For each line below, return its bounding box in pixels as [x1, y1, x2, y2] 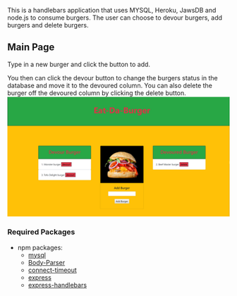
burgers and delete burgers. [7, 21, 90, 29]
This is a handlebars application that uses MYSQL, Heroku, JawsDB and [7, 6, 217, 14]
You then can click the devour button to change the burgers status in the [7, 73, 219, 82]
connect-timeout [28, 266, 78, 274]
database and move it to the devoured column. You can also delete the [7, 81, 213, 90]
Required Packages [7, 227, 75, 237]
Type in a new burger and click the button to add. [7, 60, 150, 68]
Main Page [7, 42, 55, 54]
